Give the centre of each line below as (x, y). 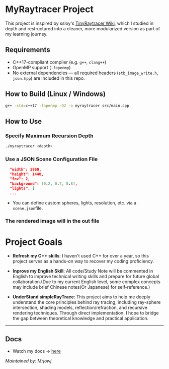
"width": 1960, (26, 170)
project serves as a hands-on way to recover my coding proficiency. (83, 261)
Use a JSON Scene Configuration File (52, 159)
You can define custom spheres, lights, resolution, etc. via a (74, 202)
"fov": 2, (20, 179)
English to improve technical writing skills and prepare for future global (86, 277)
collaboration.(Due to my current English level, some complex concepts (87, 282)
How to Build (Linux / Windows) (55, 94)
